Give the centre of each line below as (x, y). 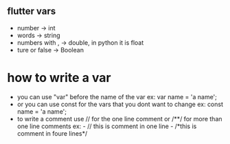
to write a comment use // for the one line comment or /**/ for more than (119, 119)
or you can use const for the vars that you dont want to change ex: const (120, 104)
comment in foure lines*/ (52, 133)
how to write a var (59, 78)
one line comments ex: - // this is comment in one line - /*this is (107, 126)
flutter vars (32, 11)
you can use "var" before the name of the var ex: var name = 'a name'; (117, 96)
